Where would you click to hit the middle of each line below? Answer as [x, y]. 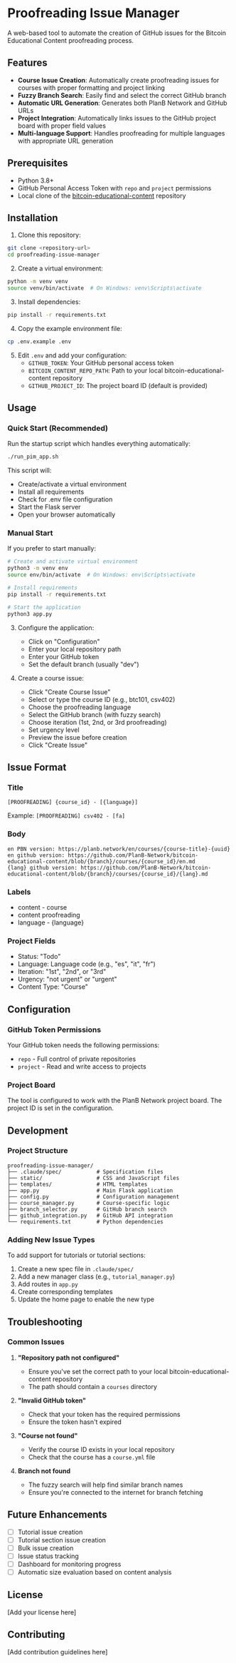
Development [38, 1130]
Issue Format [37, 767]
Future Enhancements [58, 1515]
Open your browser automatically [66, 514]
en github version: [36, 855]
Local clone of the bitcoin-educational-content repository [102, 195]
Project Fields [32, 941]
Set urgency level [54, 730]
